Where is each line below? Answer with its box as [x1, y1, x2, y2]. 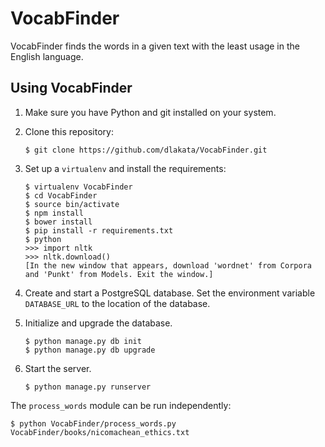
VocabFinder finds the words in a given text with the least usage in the [10, 40, 300, 52]
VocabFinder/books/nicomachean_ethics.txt [10, 427, 190, 437]
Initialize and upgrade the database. [24, 317, 173, 329]
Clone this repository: [24, 125, 114, 137]
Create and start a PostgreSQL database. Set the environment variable [24, 287, 316, 299]
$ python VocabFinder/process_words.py [10, 418, 177, 429]
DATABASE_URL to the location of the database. [24, 297, 211, 309]
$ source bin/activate [24, 199, 120, 209]
